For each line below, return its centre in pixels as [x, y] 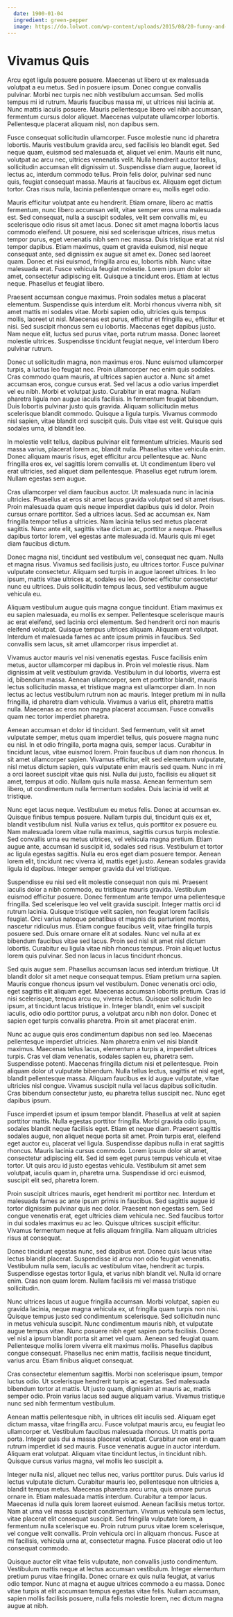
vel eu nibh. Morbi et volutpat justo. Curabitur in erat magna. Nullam [104, 392]
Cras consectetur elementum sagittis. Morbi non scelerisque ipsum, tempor [115, 1374]
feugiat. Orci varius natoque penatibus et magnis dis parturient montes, [109, 919]
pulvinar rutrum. [30, 349]
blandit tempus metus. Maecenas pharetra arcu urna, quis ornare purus [109, 1489]
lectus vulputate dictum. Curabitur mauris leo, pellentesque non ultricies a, [114, 1482]
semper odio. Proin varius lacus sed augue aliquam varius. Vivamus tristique [116, 1396]
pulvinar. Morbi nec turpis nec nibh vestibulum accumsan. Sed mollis [105, 95]
